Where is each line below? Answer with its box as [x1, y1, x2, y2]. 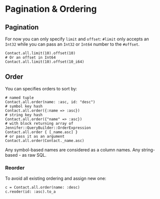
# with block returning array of [5, 121, 74, 126]
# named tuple [5, 95, 34, 100]
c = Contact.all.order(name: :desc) [5, 185, 80, 190]
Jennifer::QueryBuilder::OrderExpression [5, 125, 91, 130]
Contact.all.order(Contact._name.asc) [5, 138, 84, 143]
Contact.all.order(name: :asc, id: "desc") [5, 99, 96, 104]
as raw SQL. [22, 152, 47, 158]
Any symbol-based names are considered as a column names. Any [5, 146, 141, 153]
